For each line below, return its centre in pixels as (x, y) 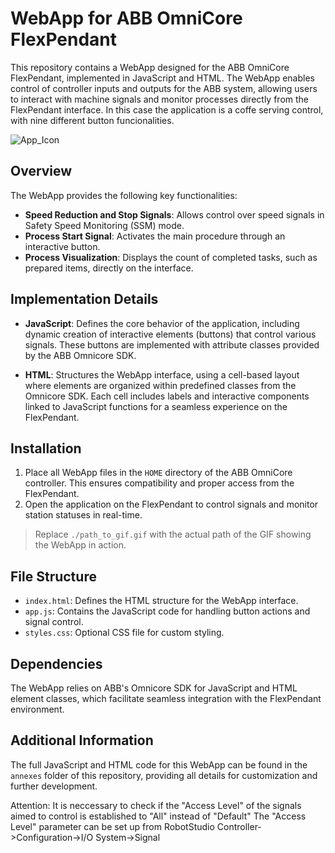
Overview (41, 171)
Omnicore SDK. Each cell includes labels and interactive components (167, 396)
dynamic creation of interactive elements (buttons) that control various (170, 334)
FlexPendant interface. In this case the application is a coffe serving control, (167, 109)
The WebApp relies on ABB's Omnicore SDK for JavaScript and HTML (154, 688)
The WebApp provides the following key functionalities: (124, 195)
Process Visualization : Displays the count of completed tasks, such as (171, 257)
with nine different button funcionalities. (92, 120)
